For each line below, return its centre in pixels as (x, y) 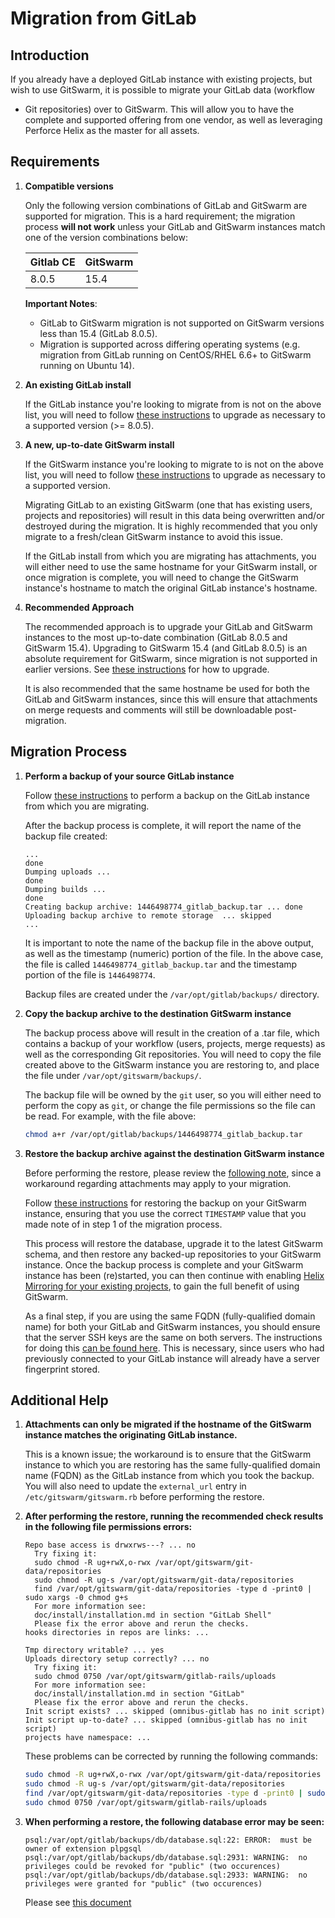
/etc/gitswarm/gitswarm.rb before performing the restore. (144, 1497)
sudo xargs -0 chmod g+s (76, 1598)
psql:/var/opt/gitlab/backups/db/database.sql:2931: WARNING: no (166, 1857)
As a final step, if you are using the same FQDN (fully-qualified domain (170, 1316)
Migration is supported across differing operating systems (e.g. (170, 344)
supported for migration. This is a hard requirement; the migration (160, 216)
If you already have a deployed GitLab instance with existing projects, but (161, 79)
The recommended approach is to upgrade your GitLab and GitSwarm (168, 626)
